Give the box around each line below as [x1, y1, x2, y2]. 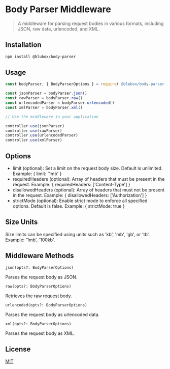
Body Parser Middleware [5, 4, 112, 15]
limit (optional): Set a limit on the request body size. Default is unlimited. [12, 165, 163, 171]
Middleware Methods [5, 251, 74, 260]
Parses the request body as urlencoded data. [5, 311, 100, 318]
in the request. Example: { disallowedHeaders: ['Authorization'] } [12, 192, 147, 198]
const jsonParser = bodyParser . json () [5, 91, 87, 96]
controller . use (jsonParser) [5, 123, 65, 128]
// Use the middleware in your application [5, 114, 99, 119]
